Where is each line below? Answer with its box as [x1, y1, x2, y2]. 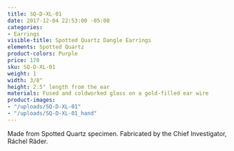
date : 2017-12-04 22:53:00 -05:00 [7, 17, 111, 24]
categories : [7, 24, 43, 31]
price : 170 [7, 57, 40, 64]
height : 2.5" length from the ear [7, 83, 111, 90]
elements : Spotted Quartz [7, 43, 84, 51]
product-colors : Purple [7, 51, 78, 58]
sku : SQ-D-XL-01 [7, 63, 56, 71]
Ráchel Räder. [7, 137, 49, 145]
